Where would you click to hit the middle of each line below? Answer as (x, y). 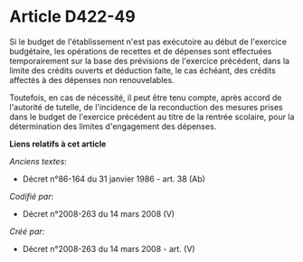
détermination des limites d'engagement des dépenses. (113, 126)
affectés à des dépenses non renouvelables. (92, 80)
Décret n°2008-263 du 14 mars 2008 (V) (98, 213)
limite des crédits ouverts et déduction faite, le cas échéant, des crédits (142, 70)
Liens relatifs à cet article (58, 144)
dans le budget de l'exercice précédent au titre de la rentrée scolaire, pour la (152, 117)
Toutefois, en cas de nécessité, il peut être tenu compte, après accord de (146, 98)
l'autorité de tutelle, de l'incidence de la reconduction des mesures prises (146, 107)
